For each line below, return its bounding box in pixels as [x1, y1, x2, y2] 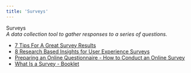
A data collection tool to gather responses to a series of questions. [6, 30, 168, 38]
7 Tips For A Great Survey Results [14, 42, 97, 49]
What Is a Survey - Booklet [14, 60, 80, 67]
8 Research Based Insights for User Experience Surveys [14, 48, 150, 55]
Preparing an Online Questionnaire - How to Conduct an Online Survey [14, 54, 185, 61]
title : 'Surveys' [6, 8, 49, 14]
